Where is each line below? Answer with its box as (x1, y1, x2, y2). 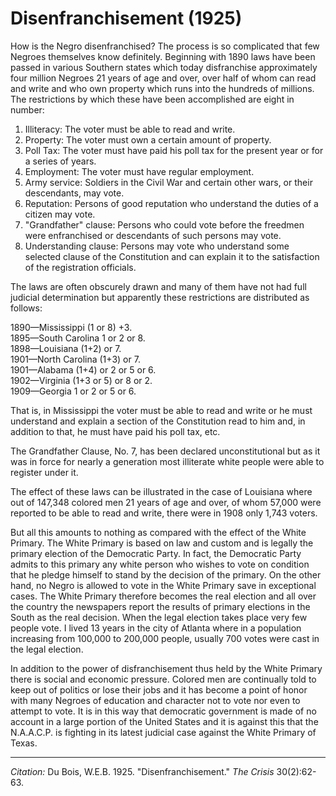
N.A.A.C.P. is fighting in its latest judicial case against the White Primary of (10, 726, 317, 738)
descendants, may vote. (24, 187, 125, 199)
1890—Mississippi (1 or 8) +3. (10, 321, 133, 333)
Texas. (10, 737, 38, 749)
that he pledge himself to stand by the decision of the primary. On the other (10, 568, 322, 581)
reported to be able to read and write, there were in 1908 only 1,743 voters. (10, 507, 318, 519)
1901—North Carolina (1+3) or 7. (10, 353, 141, 365)
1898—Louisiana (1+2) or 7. (10, 342, 122, 354)
